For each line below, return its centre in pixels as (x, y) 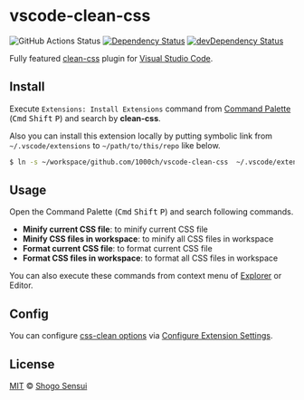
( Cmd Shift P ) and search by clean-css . (85, 118)
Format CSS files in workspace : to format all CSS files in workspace (150, 258)
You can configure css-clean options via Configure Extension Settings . (141, 336)
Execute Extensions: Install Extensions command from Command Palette (150, 109)
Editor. (21, 285)
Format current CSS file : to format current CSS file (117, 249)
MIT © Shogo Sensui (48, 386)
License (32, 364)
